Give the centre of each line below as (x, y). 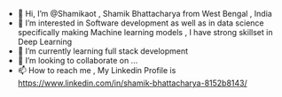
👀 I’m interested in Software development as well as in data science (141, 23)
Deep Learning (45, 41)
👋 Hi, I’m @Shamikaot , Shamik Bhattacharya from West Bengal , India (145, 14)
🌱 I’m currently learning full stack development (103, 51)
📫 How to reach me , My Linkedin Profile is (97, 70)
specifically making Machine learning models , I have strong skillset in (145, 32)
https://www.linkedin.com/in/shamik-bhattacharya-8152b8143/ (133, 83)
